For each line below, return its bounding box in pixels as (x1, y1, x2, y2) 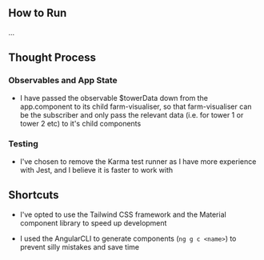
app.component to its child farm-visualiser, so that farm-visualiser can (19, 102, 252, 111)
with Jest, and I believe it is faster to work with (19, 165, 174, 174)
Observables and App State (8, 75, 118, 86)
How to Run (8, 6, 67, 20)
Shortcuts (8, 188, 59, 202)
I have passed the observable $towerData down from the (19, 93, 208, 102)
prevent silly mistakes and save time (19, 242, 140, 251)
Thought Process (8, 51, 96, 65)
